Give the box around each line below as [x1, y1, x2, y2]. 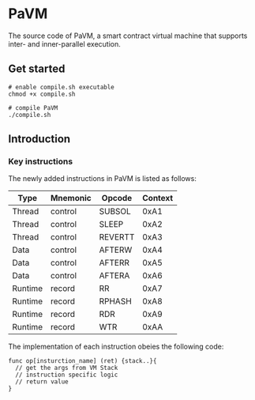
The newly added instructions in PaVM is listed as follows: [8, 174, 197, 183]
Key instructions [8, 156, 73, 167]
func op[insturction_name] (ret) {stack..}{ [8, 357, 157, 365]
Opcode [101, 193, 133, 204]
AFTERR [99, 258, 130, 269]
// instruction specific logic [15, 371, 118, 379]
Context [141, 193, 174, 204]
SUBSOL [99, 206, 132, 217]
